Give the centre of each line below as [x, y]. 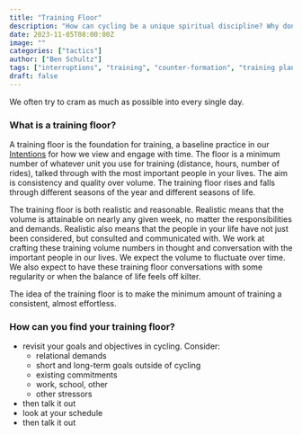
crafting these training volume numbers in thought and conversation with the [151, 248]
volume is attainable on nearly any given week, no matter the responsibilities [151, 219]
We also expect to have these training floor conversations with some [136, 267]
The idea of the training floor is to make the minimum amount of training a [146, 294]
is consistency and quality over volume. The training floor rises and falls [142, 183]
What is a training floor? [63, 125]
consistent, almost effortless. [63, 304]
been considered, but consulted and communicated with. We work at [137, 238]
